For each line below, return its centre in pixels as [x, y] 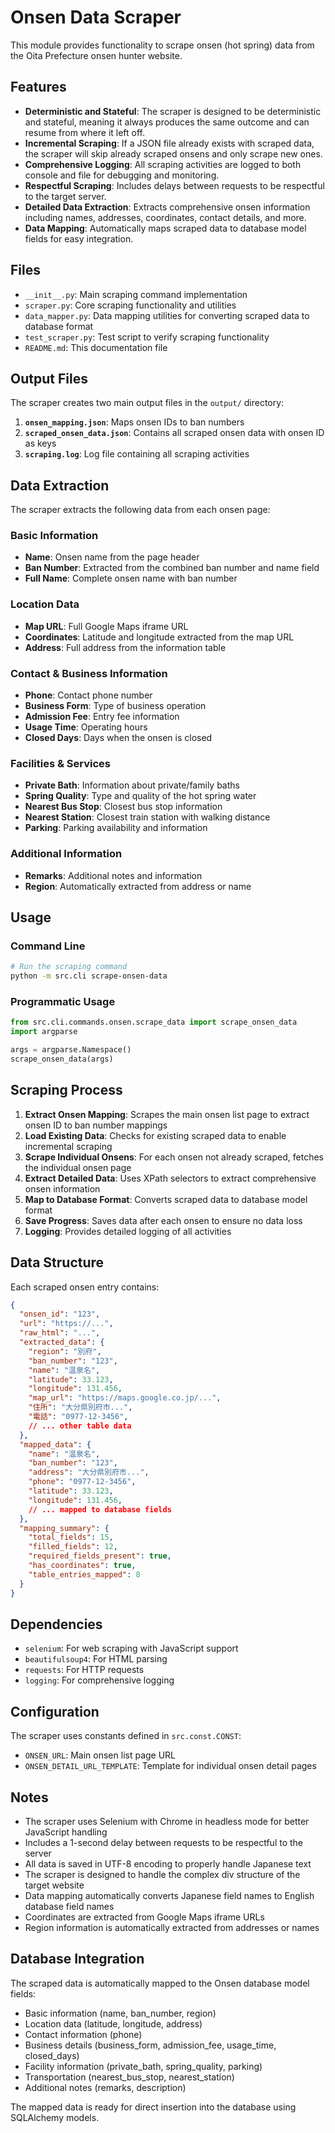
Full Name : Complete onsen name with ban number [131, 578]
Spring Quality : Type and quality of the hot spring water [140, 796]
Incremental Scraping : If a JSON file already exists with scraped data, [169, 143]
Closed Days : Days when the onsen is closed [118, 738]
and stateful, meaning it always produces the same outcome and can [167, 122]
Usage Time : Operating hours [86, 727]
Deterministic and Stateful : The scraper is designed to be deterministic [173, 111]
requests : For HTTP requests [84, 1670]
